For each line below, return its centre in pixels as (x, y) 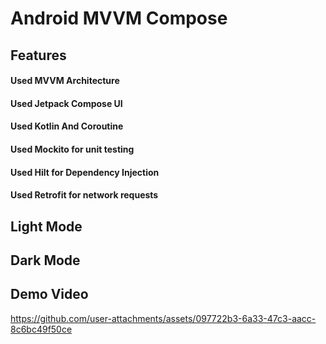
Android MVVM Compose (119, 18)
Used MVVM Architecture (65, 81)
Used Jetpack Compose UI (66, 103)
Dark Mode (45, 260)
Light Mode (46, 226)
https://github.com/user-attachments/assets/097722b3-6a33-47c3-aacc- (163, 318)
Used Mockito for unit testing (72, 149)
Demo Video (49, 294)
